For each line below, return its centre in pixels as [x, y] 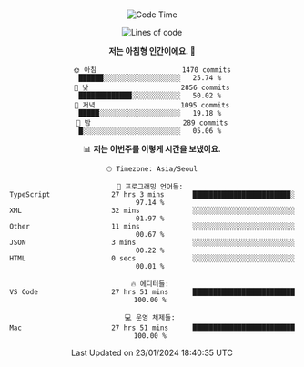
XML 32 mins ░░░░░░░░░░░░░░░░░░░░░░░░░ [152, 210]
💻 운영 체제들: [150, 318]
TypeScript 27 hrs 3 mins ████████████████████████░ [152, 195]
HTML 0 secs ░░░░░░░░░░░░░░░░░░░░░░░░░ [152, 259]
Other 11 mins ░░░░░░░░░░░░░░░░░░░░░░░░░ [152, 227]
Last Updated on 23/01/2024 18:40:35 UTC [152, 352]
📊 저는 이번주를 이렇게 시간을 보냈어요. [152, 149]
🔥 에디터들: [150, 284]
